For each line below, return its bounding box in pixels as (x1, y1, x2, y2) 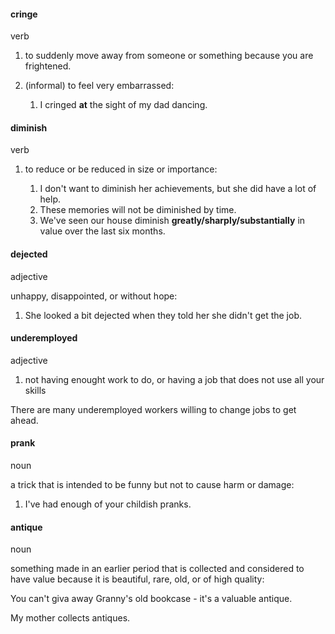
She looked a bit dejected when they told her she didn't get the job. (24, 309, 303, 321)
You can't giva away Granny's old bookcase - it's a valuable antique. (10, 593, 293, 605)
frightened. (24, 60, 72, 72)
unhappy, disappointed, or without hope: (10, 290, 178, 302)
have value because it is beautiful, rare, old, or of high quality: (10, 573, 265, 585)
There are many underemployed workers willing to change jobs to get (10, 403, 297, 415)
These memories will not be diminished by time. (39, 204, 237, 216)
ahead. (10, 414, 39, 426)
